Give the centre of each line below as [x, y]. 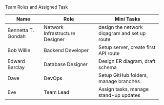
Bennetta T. [21, 30]
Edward [16, 61]
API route [109, 53]
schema [108, 67]
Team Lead [57, 92]
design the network [121, 27]
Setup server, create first [127, 47]
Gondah [17, 36]
